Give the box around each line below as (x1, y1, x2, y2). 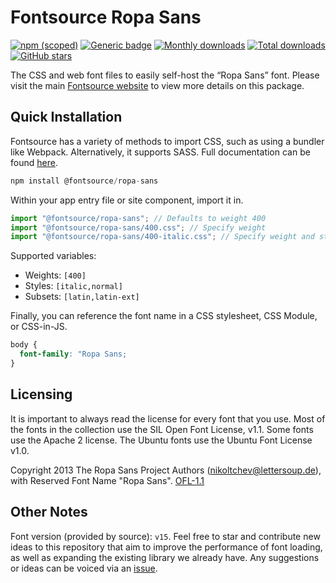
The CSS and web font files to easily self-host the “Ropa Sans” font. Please (10, 69, 320, 81)
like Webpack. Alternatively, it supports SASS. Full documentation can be (10, 146, 311, 158)
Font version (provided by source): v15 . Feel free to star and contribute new (10, 530, 321, 542)
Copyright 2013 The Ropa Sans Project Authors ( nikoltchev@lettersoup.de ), (10, 464, 322, 476)
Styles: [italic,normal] (24, 280, 123, 292)
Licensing (10, 386, 73, 403)
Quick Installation (10, 109, 123, 126)
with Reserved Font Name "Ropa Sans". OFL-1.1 (10, 474, 205, 486)
